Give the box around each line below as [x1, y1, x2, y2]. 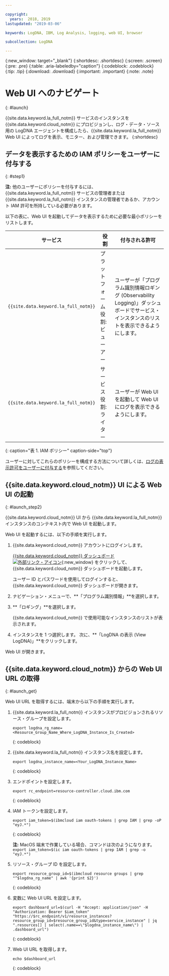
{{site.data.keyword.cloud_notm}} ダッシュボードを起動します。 [12, 565, 145, 571]
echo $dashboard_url [12, 956, 56, 961]
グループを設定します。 [26, 715, 74, 721]
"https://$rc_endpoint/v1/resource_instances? [12, 913, 112, 918]
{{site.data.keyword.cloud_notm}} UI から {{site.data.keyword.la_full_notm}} [5, 514, 162, 520]
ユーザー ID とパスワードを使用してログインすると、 [12, 576, 121, 582]
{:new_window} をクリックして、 [61, 559, 130, 565]
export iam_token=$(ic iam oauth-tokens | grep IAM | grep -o [12, 847, 146, 852]
